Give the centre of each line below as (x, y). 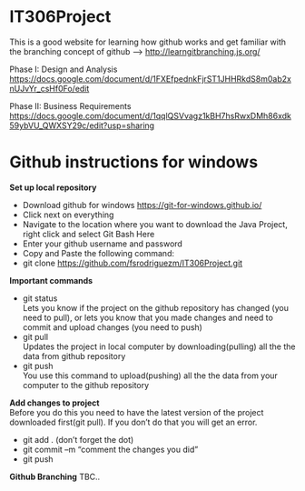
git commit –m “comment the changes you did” (110, 449)
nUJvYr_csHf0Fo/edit (49, 88)
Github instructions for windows (134, 162)
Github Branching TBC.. (55, 476)
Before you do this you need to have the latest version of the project (137, 412)
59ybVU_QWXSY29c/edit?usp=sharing (82, 125)
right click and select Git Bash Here (89, 234)
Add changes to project (54, 403)
